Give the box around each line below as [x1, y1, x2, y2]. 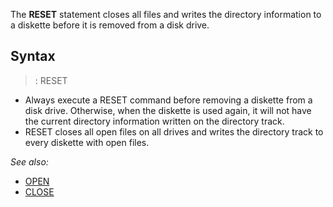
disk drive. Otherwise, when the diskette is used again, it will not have [24, 104, 312, 116]
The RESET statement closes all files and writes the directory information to [10, 9, 322, 20]
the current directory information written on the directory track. [24, 115, 285, 127]
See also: [10, 155, 49, 168]
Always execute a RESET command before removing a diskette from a [24, 94, 313, 106]
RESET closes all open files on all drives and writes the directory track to [24, 125, 324, 138]
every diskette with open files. [24, 136, 150, 148]
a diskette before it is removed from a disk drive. [10, 19, 210, 31]
